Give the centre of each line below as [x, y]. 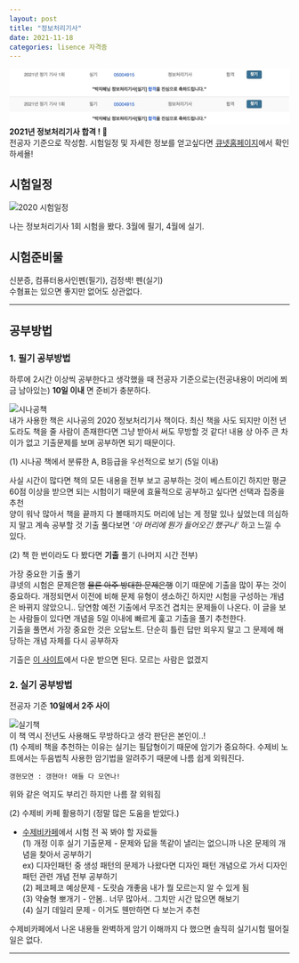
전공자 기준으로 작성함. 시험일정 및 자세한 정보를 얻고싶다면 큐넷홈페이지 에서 [141, 142]
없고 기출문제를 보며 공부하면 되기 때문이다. [101, 442]
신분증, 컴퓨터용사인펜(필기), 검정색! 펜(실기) [86, 280]
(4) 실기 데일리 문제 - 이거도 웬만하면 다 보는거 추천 [111, 910]
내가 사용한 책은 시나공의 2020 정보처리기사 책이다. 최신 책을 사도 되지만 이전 [143, 420]
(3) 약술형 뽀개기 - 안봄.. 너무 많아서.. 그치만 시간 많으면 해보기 [131, 899]
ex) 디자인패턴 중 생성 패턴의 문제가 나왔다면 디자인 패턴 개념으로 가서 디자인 [154, 866]
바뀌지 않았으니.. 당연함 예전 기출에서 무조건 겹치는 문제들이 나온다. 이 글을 [148, 607]
